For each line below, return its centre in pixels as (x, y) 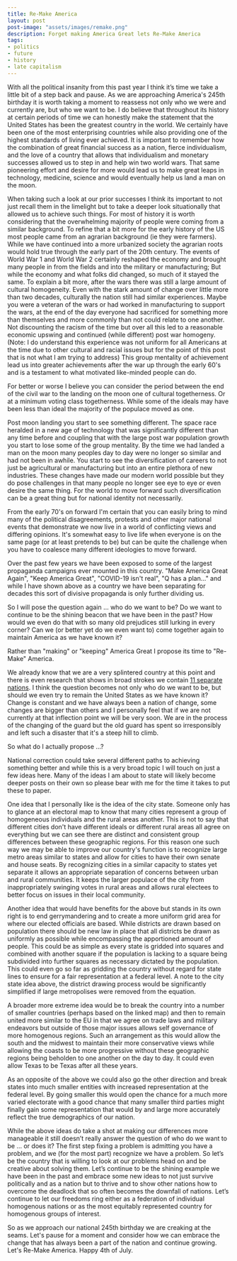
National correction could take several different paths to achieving (104, 760)
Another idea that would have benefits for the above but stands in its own (114, 908)
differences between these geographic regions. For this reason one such (114, 841)
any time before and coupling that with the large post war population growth (118, 437)
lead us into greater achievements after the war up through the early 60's (114, 365)
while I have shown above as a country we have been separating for (106, 586)
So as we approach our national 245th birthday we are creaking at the (109, 1227)
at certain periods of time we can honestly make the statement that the (111, 117)
